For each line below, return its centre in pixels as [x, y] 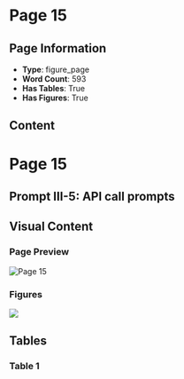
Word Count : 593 [54, 79]
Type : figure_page [56, 69]
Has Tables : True [54, 88]
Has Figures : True [55, 98]
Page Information [58, 48]
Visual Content [51, 227]
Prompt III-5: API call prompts [92, 196]
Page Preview [39, 252]
